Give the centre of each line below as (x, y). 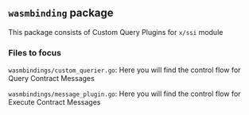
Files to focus (35, 52)
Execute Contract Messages (54, 102)
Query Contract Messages (52, 79)
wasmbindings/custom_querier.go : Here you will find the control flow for (124, 70)
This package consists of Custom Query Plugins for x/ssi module (116, 32)
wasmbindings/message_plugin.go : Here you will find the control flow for (124, 94)
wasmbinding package (61, 13)
